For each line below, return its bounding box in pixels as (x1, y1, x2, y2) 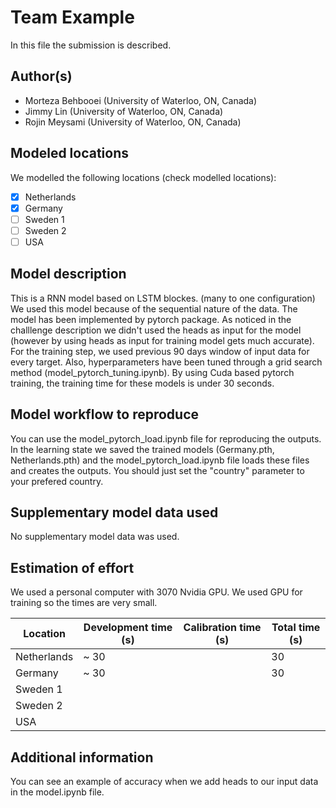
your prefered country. (10, 475, 104, 487)
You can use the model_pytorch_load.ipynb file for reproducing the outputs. (10, 432, 322, 445)
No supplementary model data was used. (10, 531, 180, 543)
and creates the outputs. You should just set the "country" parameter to (10, 464, 305, 476)
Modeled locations (10, 145, 130, 162)
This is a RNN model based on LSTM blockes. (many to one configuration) (10, 292, 316, 304)
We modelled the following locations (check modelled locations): (10, 171, 277, 183)
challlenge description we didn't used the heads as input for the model (10, 324, 302, 336)
